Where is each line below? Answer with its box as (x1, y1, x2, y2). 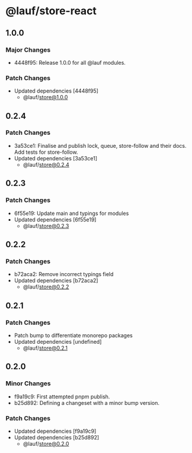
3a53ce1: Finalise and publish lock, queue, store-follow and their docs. (14, 142, 187, 149)
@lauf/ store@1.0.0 (23, 94, 68, 101)
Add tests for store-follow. (14, 148, 78, 156)
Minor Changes (5, 379, 51, 388)
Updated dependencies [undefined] (14, 338, 102, 345)
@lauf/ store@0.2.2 (23, 283, 69, 290)
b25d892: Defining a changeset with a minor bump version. (14, 399, 160, 406)
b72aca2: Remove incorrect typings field (14, 271, 114, 278)
